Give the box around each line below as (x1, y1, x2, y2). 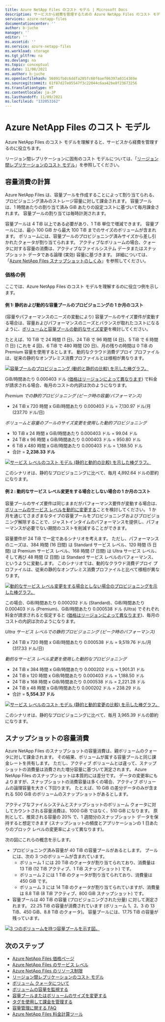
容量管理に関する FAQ (12, 1005, 56, 1011)
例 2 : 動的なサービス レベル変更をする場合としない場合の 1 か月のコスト (5, 488, 151, 494)
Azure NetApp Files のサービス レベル (12, 962, 89, 968)
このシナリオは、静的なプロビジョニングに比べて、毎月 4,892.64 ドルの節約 (5, 470, 159, 476)
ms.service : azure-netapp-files (5, 44, 71, 49)
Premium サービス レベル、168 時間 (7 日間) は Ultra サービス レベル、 (17, 548, 160, 553)
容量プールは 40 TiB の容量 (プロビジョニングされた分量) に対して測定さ (12, 897, 159, 903)
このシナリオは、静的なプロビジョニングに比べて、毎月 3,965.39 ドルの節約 (5, 712, 159, 718)
